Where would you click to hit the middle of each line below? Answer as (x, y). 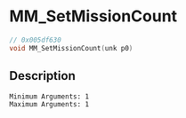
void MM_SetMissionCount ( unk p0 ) (71, 48)
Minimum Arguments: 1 (49, 96)
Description (42, 76)
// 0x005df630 (36, 40)
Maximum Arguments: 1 (49, 104)
